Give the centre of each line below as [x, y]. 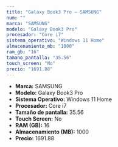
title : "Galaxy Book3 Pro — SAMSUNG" [54, 12]
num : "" [16, 18]
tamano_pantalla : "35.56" [39, 58]
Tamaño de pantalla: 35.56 [49, 112]
